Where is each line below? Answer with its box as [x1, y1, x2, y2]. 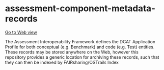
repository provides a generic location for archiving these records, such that [5, 54, 160, 60]
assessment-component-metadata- [5, 3, 156, 14]
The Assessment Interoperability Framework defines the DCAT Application [5, 38, 156, 44]
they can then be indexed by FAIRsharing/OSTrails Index [5, 59, 119, 65]
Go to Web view [5, 29, 37, 35]
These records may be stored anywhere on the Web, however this [5, 49, 139, 55]
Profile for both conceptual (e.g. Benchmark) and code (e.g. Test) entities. [5, 44, 155, 50]
